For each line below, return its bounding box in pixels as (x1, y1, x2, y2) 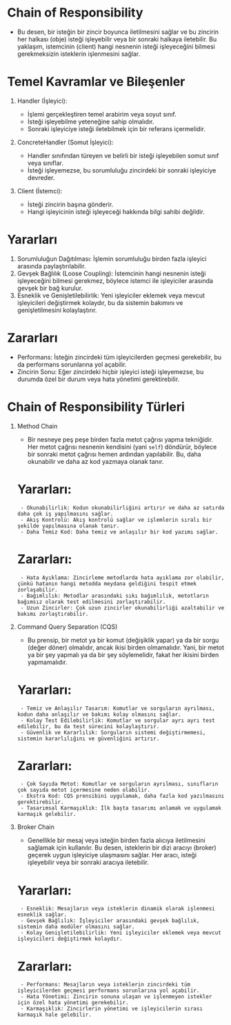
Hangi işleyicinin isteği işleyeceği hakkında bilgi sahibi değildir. (27, 207, 205, 215)
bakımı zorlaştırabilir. (17, 610, 89, 617)
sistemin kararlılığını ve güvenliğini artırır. (17, 735, 160, 742)
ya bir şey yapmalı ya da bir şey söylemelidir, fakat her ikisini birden (27, 650, 219, 658)
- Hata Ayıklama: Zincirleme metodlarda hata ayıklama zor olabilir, (20, 574, 225, 581)
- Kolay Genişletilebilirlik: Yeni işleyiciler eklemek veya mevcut (20, 930, 222, 937)
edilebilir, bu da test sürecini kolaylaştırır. (17, 723, 160, 730)
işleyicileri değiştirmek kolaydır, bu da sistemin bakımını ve (17, 298, 183, 306)
